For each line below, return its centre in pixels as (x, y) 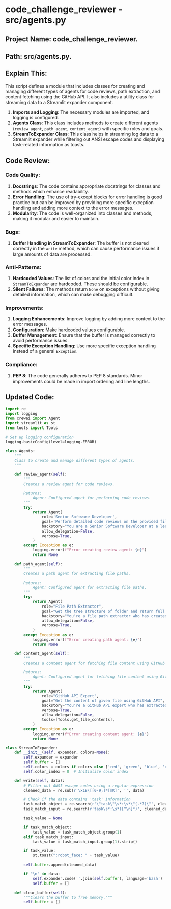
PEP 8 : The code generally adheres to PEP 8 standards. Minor (77, 375)
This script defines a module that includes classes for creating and (75, 86)
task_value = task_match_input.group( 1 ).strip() (85, 842)
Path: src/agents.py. (38, 56)
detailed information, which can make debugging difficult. (73, 295)
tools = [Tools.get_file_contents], (78, 720)
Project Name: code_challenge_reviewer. (72, 39)
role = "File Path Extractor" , (72, 606)
